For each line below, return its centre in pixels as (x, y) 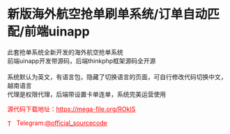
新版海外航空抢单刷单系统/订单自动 (107, 14)
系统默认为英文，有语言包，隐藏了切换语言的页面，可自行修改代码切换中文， (117, 76)
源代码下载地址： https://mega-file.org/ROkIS (71, 109)
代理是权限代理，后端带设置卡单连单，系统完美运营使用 (86, 94)
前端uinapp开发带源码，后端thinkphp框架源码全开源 (82, 60)
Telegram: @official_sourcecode (62, 123)
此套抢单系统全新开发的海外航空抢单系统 (65, 52)
